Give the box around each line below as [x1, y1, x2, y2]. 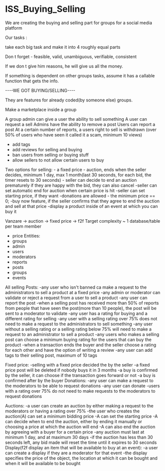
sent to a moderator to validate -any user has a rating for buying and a [5, 310, 148, 316]
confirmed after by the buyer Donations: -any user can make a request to [5, 377, 154, 383]
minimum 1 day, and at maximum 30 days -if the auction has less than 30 [5, 434, 153, 440]
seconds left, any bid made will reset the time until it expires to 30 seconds [5, 439, 157, 445]
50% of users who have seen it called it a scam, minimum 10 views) [5, 132, 142, 137]
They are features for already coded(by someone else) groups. [5, 97, 133, 103]
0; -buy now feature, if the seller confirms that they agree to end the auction [5, 198, 160, 204]
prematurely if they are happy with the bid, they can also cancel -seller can [5, 182, 158, 188]
